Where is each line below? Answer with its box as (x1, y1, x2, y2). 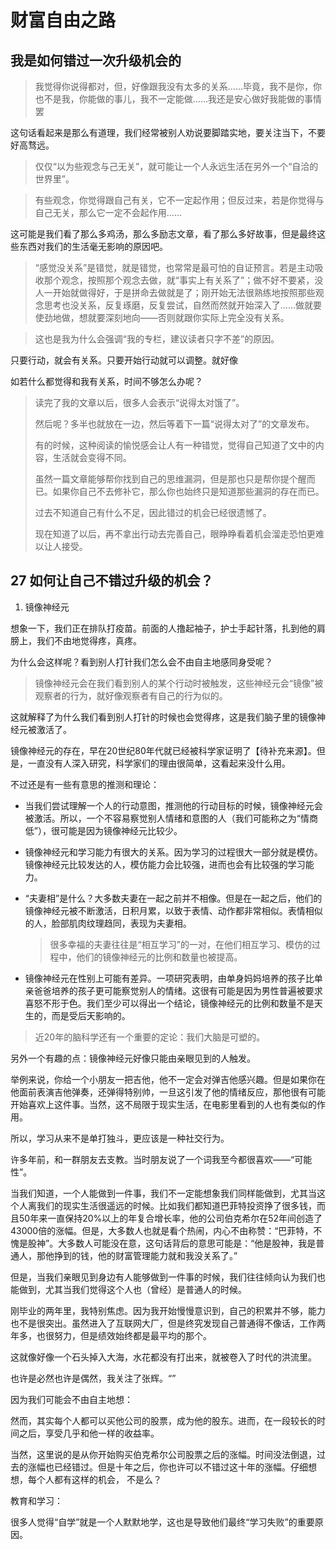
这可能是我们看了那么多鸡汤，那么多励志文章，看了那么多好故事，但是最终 (10, 228, 317, 240)
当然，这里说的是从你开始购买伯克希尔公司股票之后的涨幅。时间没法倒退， (10, 1448, 317, 1460)
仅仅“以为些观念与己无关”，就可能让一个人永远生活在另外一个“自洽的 (34, 161, 319, 172)
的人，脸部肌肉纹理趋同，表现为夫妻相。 (24, 917, 192, 929)
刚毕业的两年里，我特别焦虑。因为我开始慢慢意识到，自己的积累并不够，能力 (10, 1304, 326, 1316)
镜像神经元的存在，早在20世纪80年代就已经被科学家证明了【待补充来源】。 (10, 744, 317, 756)
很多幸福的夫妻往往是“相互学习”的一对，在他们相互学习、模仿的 (49, 938, 312, 950)
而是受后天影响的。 (51, 1009, 131, 1021)
